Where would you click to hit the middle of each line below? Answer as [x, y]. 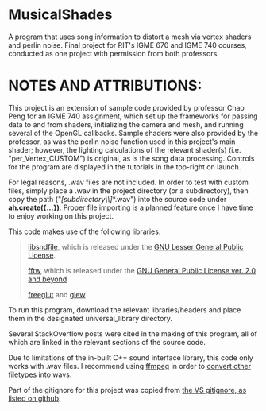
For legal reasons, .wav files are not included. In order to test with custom [128, 182]
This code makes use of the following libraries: [85, 231]
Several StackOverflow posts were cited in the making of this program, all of [133, 333]
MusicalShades [60, 15]
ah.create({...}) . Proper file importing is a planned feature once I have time [131, 207]
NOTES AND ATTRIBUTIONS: [105, 86]
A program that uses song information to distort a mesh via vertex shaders [130, 37]
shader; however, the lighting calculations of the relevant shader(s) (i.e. [125, 149]
